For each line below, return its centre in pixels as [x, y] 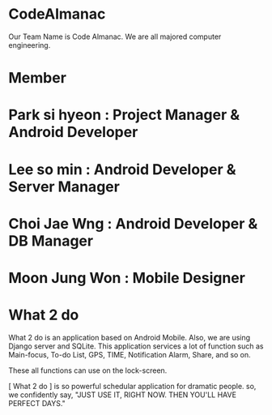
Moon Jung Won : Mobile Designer [127, 278]
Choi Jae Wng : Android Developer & [133, 223]
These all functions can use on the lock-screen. [88, 370]
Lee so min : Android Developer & [122, 169]
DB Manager [51, 241]
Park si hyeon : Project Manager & [124, 115]
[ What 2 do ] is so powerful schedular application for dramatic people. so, [132, 386]
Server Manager [64, 186]
